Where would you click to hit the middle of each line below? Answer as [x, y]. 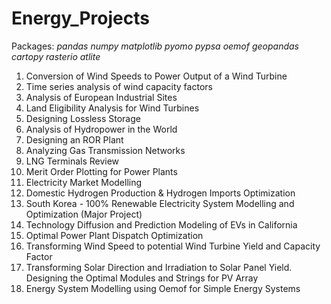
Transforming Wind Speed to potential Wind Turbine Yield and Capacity [173, 246]
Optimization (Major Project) [84, 214]
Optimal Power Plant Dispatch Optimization [114, 235]
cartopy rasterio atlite [56, 56]
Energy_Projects [80, 18]
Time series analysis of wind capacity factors [119, 86]
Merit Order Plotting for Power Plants [101, 171]
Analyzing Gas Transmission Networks [105, 150]
